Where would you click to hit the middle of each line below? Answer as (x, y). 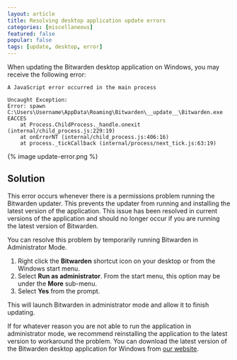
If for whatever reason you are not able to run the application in (99, 326)
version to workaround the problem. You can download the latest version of (117, 341)
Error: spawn (27, 106)
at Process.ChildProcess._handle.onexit (80, 125)
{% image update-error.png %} (53, 156)
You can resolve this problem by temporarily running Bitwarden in (103, 240)
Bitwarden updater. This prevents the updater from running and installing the (119, 203)
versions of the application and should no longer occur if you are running (114, 218)
